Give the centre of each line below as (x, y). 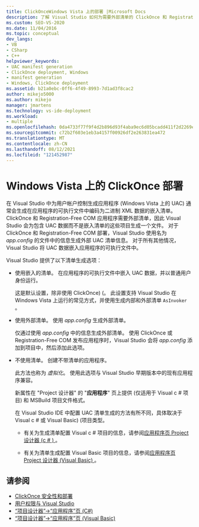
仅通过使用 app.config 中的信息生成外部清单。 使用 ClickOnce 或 (94, 333)
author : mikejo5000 (30, 94)
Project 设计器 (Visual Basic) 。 (61, 460)
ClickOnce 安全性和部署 (44, 496)
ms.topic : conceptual (33, 34)
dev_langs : (20, 39)
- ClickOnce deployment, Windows (47, 72)
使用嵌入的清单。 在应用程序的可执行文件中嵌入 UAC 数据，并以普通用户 (103, 273)
